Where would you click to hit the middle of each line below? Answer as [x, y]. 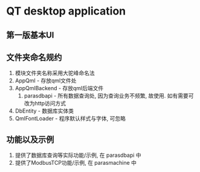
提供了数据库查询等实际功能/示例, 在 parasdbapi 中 [78, 155]
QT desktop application [66, 11]
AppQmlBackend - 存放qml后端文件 [59, 88]
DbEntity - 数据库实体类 [44, 111]
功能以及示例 [30, 140]
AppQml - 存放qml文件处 [46, 81]
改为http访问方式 [45, 104]
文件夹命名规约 [34, 57]
